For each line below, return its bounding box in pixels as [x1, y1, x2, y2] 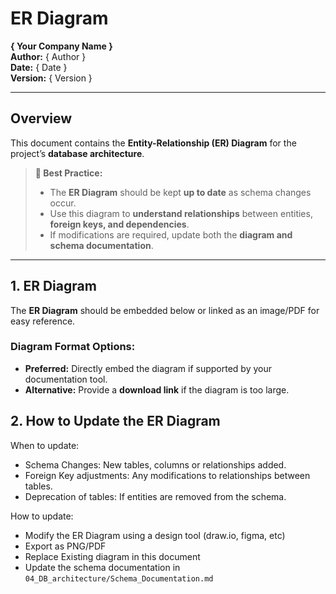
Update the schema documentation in [24, 561, 181, 573]
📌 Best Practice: [34, 167, 103, 179]
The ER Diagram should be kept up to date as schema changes [49, 186, 312, 198]
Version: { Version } [10, 72, 93, 84]
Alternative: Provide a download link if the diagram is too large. [24, 383, 290, 396]
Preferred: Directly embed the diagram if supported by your [24, 362, 272, 374]
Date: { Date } [10, 61, 68, 73]
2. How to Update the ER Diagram [10, 413, 221, 430]
